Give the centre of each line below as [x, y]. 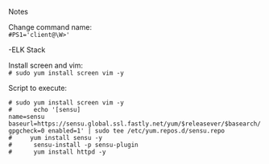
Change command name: [50, 27]
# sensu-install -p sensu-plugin [73, 145]
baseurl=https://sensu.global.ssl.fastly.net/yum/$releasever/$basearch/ [135, 124]
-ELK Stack [27, 50]
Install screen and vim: [46, 65]
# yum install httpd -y [57, 152]
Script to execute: [37, 88]
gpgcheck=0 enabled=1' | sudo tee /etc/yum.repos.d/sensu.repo [117, 131]
